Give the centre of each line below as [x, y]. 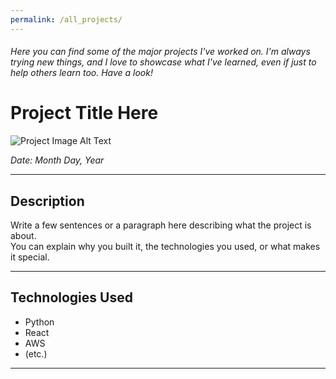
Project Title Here [84, 113]
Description [47, 201]
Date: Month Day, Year [57, 160]
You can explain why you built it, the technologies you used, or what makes [165, 246]
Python [39, 322]
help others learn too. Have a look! [81, 73]
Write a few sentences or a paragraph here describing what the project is [161, 225]
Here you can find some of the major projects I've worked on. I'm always [160, 52]
